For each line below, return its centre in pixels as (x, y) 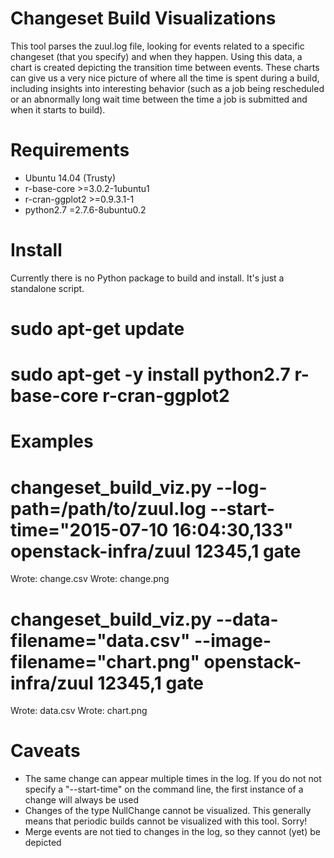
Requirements (70, 150)
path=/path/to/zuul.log (108, 508)
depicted (43, 843)
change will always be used (82, 800)
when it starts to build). (58, 109)
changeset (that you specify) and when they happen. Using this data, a (156, 56)
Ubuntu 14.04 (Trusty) (70, 178)
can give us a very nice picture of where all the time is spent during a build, (165, 78)
